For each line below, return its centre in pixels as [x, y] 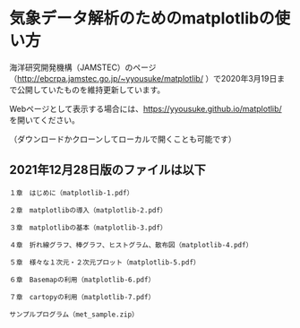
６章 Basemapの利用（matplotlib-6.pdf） [82, 280]
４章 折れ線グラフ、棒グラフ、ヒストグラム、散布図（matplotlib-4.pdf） [131, 245]
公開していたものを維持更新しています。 [91, 90]
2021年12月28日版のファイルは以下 [107, 170]
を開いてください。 [45, 120]
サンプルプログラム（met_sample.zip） [74, 315]
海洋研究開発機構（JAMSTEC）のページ [83, 67]
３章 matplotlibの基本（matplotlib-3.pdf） [88, 228]
